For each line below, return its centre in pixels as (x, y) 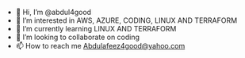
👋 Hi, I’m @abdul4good (54, 12)
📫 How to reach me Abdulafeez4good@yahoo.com (100, 46)
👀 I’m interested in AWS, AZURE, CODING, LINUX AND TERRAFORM (126, 20)
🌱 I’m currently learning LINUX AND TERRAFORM (96, 29)
